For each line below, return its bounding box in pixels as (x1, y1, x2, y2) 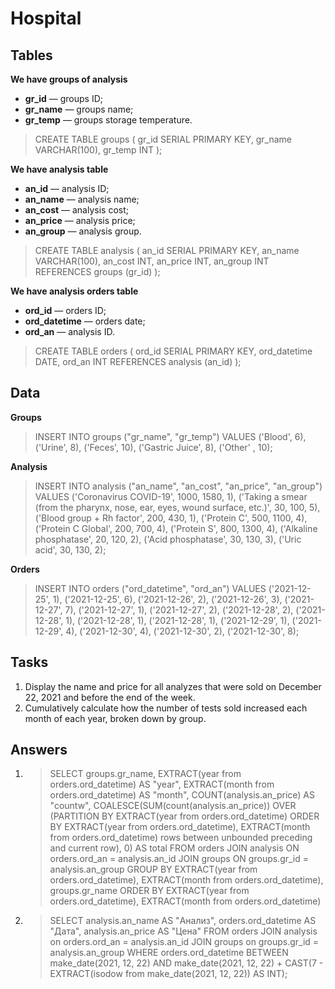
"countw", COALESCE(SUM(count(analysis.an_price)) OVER (49, 800, 297, 812)
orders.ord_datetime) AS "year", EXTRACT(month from (49, 778, 275, 791)
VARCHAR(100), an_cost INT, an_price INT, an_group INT (34, 255, 270, 267)
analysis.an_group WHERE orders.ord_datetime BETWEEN (49, 947, 289, 959)
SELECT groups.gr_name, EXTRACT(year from (49, 768, 242, 780)
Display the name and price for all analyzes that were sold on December (24, 680, 322, 692)
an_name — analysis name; (24, 193, 140, 205)
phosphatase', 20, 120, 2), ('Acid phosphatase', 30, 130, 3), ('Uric (34, 533, 302, 545)
